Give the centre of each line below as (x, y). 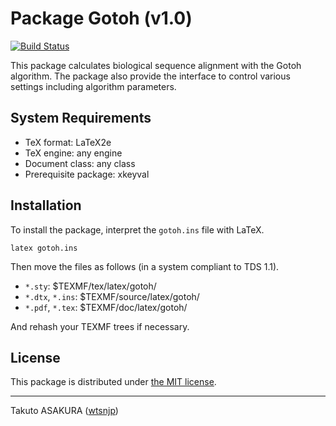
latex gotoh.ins (44, 248)
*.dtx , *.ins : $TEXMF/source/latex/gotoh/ (112, 296)
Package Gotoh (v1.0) (101, 18)
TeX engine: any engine (73, 153)
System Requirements (81, 118)
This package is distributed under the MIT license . (113, 382)
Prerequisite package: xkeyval (87, 174)
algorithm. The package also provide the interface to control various (150, 76)
